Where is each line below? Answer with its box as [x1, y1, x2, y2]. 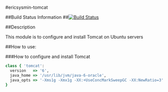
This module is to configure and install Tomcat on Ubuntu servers [5, 34, 143, 40]
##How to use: [5, 44, 37, 50]
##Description [5, 24, 36, 30]
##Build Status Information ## [5, 14, 69, 20]
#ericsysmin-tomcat [5, 5, 48, 10]
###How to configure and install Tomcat [5, 53, 91, 59]
